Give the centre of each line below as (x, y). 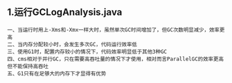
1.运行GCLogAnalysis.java (65, 12)
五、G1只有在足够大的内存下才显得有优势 (57, 73)
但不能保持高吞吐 (28, 66)
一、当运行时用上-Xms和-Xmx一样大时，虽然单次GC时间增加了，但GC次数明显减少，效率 (114, 29)
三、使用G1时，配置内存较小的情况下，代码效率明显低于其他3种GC (87, 51)
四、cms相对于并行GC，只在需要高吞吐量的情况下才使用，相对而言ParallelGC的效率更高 (115, 59)
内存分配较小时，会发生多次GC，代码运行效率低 (80, 44)
